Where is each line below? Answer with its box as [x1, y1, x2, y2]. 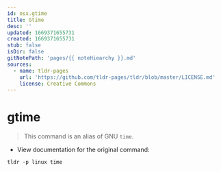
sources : [7, 61, 32, 68]
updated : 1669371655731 [7, 29, 75, 36]
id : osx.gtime [7, 10, 48, 17]
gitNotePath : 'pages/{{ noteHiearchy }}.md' [7, 55, 136, 62]
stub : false [7, 42, 41, 49]
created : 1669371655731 [7, 36, 75, 42]
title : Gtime [7, 16, 44, 23]
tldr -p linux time [7, 159, 63, 166]
